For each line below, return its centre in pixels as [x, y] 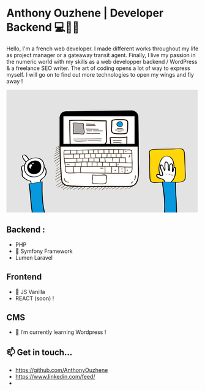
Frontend [24, 277]
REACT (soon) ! [35, 298]
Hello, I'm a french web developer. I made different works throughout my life [102, 48]
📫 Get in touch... [39, 352]
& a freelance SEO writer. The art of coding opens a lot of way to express [99, 68]
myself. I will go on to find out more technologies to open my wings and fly [100, 74]
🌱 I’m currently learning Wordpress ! [61, 332]
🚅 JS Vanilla [30, 292]
